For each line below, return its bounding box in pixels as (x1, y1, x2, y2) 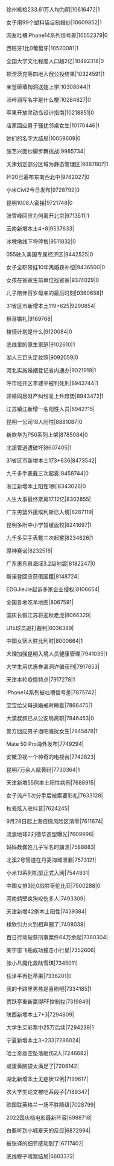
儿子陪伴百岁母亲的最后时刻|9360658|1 (6, 289, 104, 297)
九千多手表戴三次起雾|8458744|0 (6, 470, 89, 477)
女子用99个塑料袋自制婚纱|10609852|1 (6, 19, 102, 26)
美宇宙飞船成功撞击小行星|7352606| (6, 947, 96, 954)
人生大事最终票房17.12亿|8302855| (6, 495, 92, 503)
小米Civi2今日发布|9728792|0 (6, 186, 80, 193)
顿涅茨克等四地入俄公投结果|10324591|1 (6, 70, 105, 78)
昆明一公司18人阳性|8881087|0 (6, 418, 83, 425)
